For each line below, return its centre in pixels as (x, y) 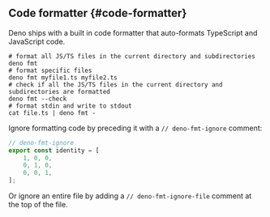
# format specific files (50, 70)
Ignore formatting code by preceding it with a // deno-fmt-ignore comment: (135, 128)
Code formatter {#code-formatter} (98, 13)
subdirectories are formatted (60, 91)
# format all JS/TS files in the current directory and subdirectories (132, 56)
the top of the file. (38, 205)
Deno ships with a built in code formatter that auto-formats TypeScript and (133, 32)
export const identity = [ (54, 150)
